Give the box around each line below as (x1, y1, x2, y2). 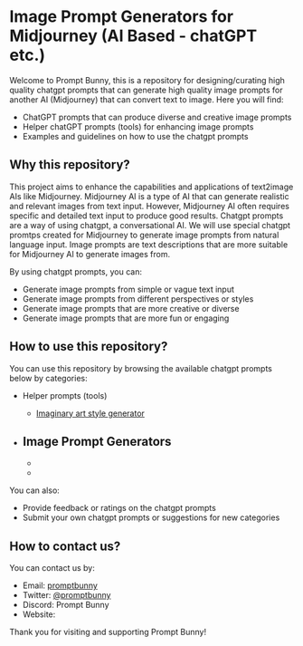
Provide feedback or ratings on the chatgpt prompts (22, 503, 217, 514)
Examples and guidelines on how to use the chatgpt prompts (22, 130, 249, 141)
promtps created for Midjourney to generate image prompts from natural (9, 229, 279, 240)
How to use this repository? (9, 339, 168, 354)
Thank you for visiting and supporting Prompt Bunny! (9, 627, 206, 638)
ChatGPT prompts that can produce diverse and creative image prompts (22, 111, 292, 122)
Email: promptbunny (22, 580, 98, 591)
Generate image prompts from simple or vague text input (22, 284, 235, 294)
